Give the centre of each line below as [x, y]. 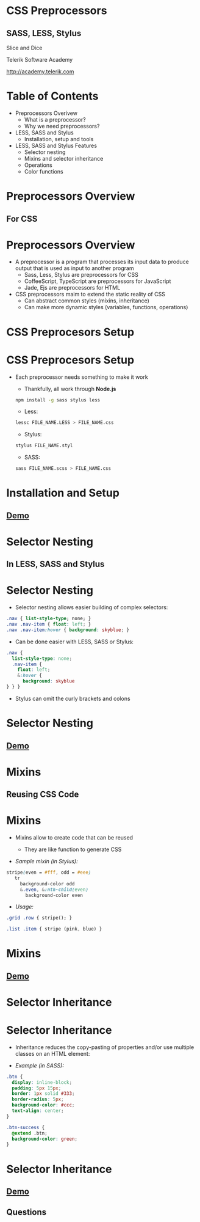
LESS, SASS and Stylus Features [56, 145]
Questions [27, 1213]
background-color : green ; [45, 1139]
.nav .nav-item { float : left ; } [49, 624]
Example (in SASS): [39, 1065]
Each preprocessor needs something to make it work [81, 377]
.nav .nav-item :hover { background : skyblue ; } [68, 630]
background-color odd [47, 884]
